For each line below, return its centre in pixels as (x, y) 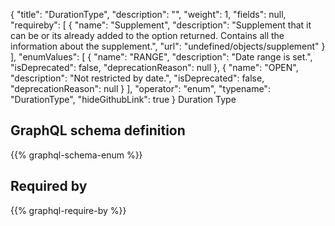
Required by (49, 186)
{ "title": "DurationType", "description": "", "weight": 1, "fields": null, (148, 14)
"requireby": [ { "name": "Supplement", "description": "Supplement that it (161, 25)
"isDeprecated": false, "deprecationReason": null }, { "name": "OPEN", (154, 67)
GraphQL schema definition (98, 130)
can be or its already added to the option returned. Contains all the (147, 35)
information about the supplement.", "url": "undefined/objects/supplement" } (168, 46)
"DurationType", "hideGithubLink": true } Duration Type (123, 99)
